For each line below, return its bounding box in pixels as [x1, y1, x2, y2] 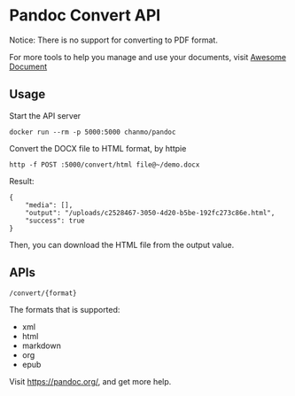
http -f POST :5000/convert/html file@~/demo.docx [9, 160, 200, 169]
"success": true [25, 216, 86, 225]
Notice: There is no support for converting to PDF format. [9, 35, 219, 45]
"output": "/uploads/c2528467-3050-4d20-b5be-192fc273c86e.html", [25, 208, 276, 217]
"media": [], [25, 200, 74, 209]
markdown [21, 340, 62, 351]
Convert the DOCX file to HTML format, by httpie [9, 143, 187, 153]
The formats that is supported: [9, 304, 120, 314]
